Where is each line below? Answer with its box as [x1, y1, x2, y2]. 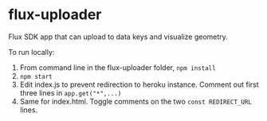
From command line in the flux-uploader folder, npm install [19, 62, 217, 72]
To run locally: [8, 47, 55, 57]
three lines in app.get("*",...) [19, 88, 122, 97]
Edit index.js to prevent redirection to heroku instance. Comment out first [19, 80, 259, 89]
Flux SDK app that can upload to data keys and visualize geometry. [8, 32, 229, 41]
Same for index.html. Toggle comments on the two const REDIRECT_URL [19, 96, 253, 106]
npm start [19, 72, 53, 80]
